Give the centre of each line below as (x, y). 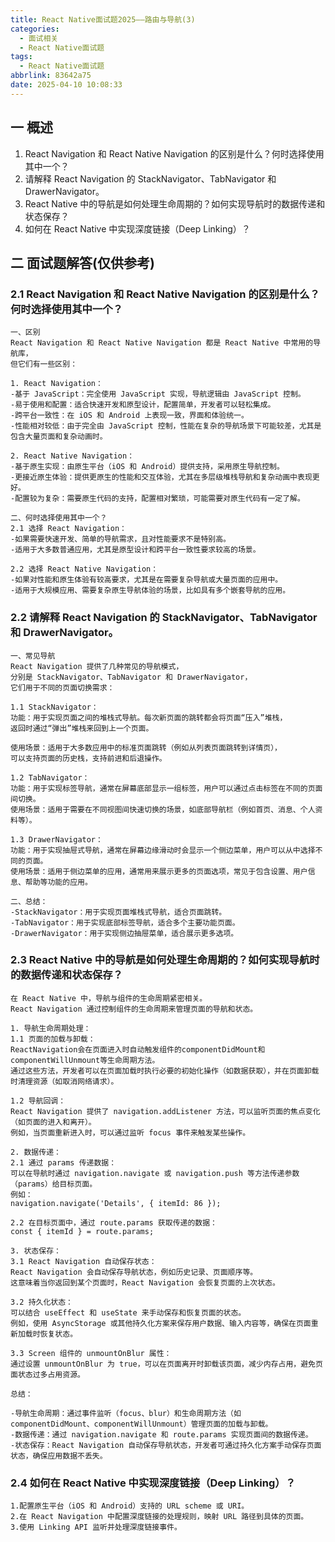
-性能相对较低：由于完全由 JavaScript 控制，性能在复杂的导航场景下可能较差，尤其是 (166, 426)
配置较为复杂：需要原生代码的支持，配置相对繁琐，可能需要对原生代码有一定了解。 (159, 499)
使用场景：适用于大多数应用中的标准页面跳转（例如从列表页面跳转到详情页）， (146, 747)
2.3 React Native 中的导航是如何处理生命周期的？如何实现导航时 (165, 960)
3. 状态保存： (36, 1251)
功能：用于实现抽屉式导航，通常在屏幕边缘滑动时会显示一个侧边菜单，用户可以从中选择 (163, 850)
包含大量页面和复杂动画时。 (59, 437)
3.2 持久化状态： (41, 1302)
